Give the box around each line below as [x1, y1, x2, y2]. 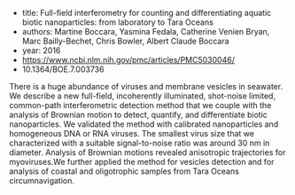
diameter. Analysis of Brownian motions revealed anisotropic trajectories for [9, 147, 286, 158]
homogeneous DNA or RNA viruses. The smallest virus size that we [9, 129, 255, 138]
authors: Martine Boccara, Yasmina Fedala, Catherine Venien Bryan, [21, 27, 270, 36]
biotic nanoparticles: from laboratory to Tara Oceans [21, 17, 214, 27]
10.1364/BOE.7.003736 [21, 64, 105, 74]
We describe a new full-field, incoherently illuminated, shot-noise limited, [9, 90, 276, 101]
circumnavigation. [9, 175, 75, 185]
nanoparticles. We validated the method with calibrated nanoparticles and [9, 119, 279, 129]
